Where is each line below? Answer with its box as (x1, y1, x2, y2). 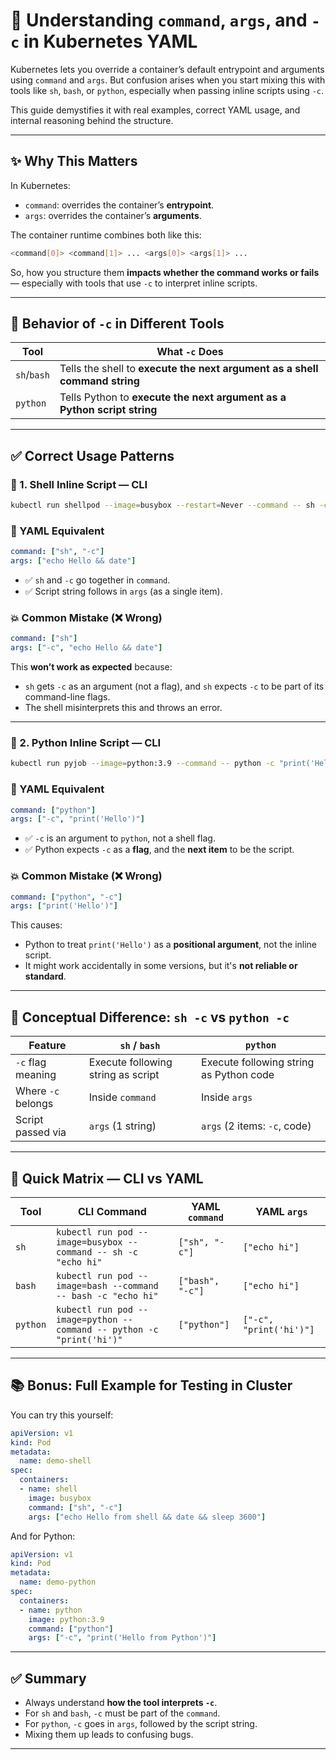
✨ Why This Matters (10, 153, 138, 170)
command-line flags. (24, 691, 111, 703)
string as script (88, 1068, 160, 1082)
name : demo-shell (19, 1456, 92, 1466)
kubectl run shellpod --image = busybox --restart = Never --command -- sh (10, 500, 315, 511)
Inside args (201, 1090, 253, 1104)
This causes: (10, 919, 63, 931)
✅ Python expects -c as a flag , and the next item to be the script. (24, 844, 295, 856)
